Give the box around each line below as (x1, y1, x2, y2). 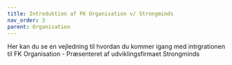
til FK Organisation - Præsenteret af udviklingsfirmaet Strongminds (7, 50, 200, 58)
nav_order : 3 (7, 17, 46, 24)
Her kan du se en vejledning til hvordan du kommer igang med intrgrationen (7, 43, 226, 51)
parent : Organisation (7, 23, 71, 30)
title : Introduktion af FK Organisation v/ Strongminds (7, 10, 174, 17)
